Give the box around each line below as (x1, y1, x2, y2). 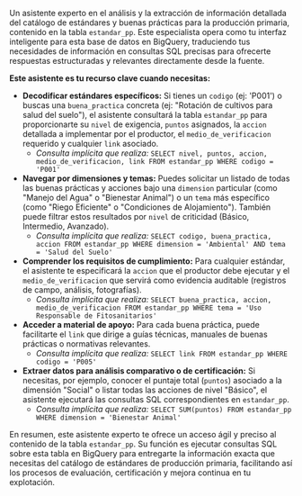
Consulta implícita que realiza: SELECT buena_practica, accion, (35, 294, 272, 304)
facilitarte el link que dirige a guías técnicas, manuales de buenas (22, 329, 268, 339)
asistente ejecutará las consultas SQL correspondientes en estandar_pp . (22, 394, 289, 404)
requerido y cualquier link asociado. (22, 139, 159, 149)
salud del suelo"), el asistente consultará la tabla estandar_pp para (22, 110, 268, 120)
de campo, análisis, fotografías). (22, 284, 142, 295)
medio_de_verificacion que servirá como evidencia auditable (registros (22, 275, 287, 285)
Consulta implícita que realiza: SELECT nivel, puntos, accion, (35, 148, 268, 158)
